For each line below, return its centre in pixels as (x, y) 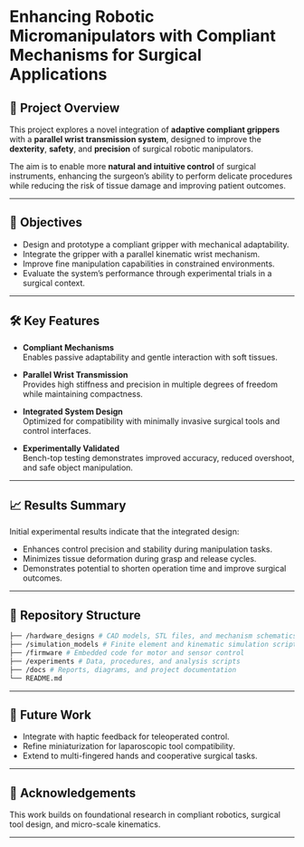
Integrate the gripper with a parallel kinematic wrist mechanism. (141, 254)
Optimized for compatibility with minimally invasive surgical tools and (151, 421)
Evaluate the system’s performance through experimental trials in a (147, 273)
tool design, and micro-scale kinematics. (85, 824)
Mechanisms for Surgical (105, 55)
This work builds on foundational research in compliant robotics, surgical (145, 815)
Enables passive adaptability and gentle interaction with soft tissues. (150, 357)
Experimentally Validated (71, 448)
